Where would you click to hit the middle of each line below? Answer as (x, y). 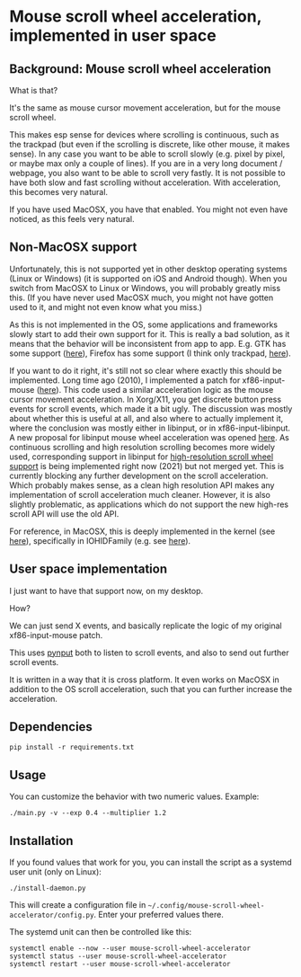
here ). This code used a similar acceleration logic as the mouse (156, 389)
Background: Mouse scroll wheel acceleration (140, 69)
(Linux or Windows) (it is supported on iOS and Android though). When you (148, 278)
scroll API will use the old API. (64, 513)
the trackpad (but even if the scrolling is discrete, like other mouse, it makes (150, 144)
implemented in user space (113, 36)
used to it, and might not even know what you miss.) (106, 306)
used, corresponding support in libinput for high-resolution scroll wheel (142, 457)
